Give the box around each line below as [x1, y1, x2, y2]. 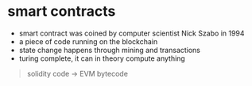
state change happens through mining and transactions [18, 45, 200, 54]
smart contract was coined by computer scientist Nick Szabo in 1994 [18, 28, 245, 38]
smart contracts [7, 2, 116, 21]
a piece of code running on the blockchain [18, 36, 158, 46]
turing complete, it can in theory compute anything [18, 54, 186, 63]
